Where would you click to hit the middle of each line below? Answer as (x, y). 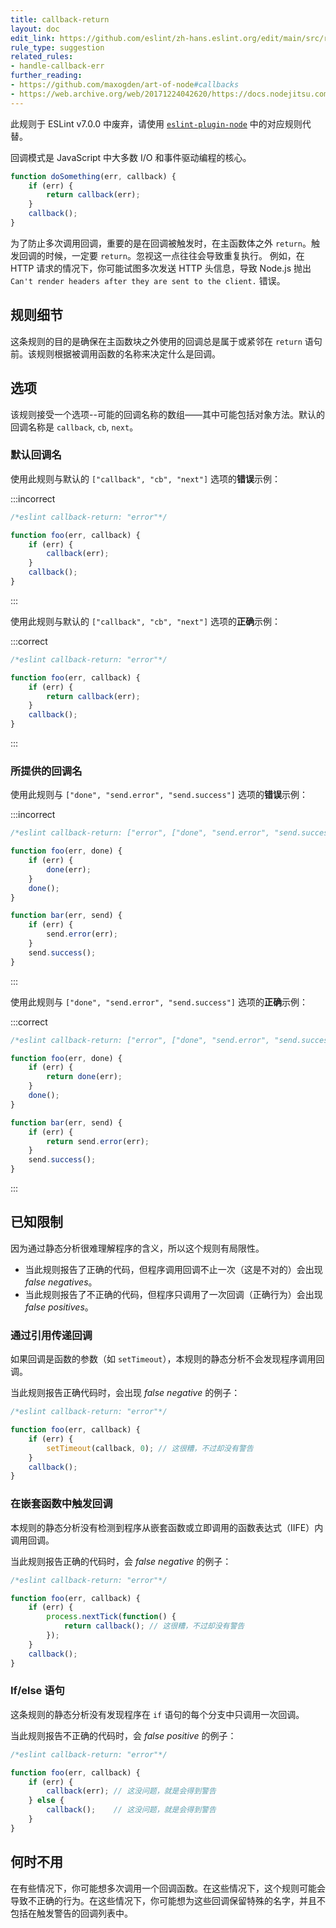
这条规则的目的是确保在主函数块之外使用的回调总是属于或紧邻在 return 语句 (166, 341)
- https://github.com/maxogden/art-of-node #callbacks (125, 85)
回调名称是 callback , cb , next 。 (74, 427)
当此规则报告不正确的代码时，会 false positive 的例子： (123, 1735)
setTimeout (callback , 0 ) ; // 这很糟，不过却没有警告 (150, 1448)
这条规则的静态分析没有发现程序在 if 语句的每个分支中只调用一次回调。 (157, 1714)
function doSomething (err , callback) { (93, 176)
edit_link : (33, 38)
